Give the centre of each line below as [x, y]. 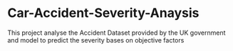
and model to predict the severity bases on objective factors [96, 40]
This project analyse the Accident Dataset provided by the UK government [116, 33]
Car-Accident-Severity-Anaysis [103, 13]
